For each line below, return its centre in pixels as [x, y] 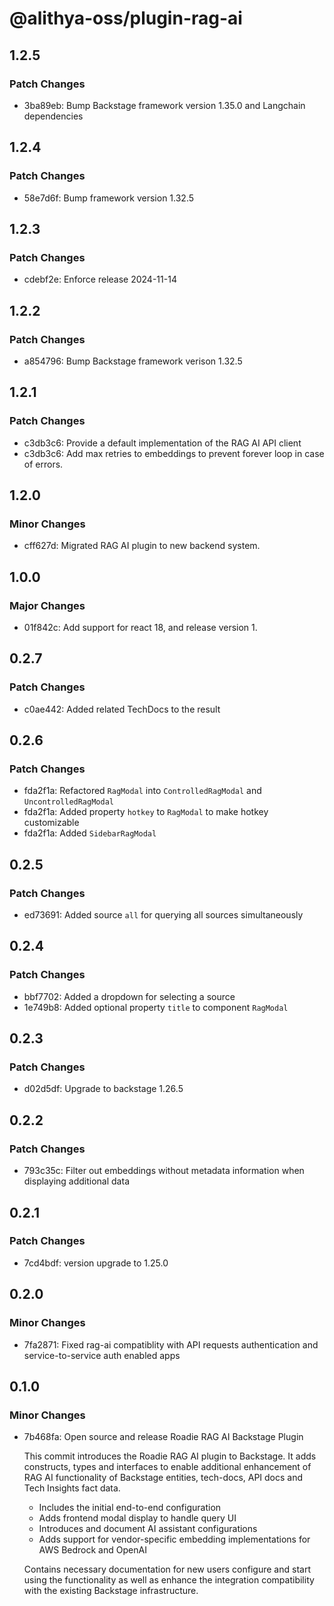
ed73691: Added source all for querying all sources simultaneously [163, 915]
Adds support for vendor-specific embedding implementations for [174, 1539]
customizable [51, 823]
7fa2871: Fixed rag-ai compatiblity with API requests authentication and [171, 1344]
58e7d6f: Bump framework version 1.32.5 [109, 198]
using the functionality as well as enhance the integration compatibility [169, 1580]
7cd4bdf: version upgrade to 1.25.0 [96, 1263]
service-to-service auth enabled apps [102, 1355]
